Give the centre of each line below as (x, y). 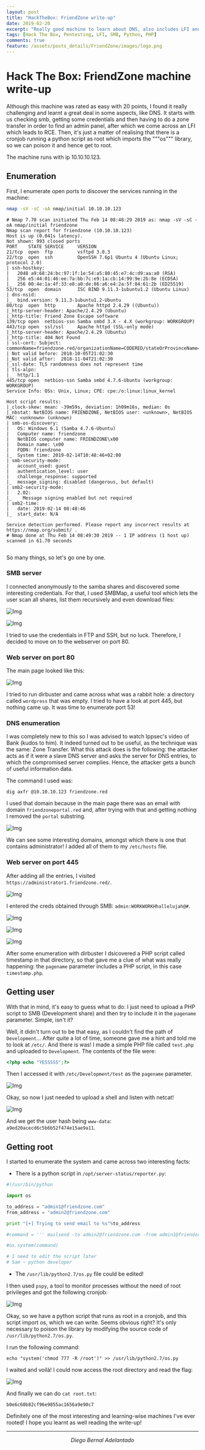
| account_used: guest (38, 466)
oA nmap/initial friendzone (42, 225)
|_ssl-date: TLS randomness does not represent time (75, 364)
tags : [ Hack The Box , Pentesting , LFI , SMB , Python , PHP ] (81, 35)
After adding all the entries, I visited (51, 875)
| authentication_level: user (47, 471)
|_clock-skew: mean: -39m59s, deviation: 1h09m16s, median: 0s (88, 407)
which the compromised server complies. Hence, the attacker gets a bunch (101, 762)
